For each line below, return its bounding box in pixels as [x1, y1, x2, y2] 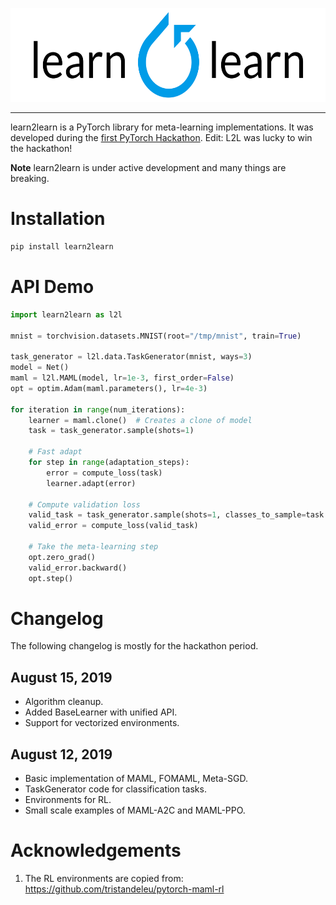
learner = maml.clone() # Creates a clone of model [28, 415, 253, 425]
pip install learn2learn [10, 241, 114, 252]
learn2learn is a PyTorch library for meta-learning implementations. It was [10, 121, 314, 133]
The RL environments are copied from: [24, 873, 184, 884]
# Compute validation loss [28, 499, 141, 510]
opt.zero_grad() [28, 552, 97, 562]
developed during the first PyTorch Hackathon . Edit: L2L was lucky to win [10, 132, 313, 143]
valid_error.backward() [28, 563, 128, 573]
